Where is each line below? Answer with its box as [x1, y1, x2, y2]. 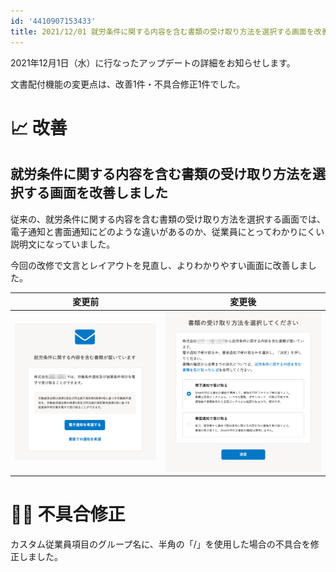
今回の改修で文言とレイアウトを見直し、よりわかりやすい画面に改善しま [10, 259, 308, 271]
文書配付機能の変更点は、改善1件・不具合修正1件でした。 [10, 78, 246, 90]
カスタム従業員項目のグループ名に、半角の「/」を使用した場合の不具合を [10, 538, 311, 550]
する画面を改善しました [23, 185, 168, 202]
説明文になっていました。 [10, 238, 116, 250]
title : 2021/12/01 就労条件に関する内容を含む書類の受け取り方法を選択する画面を [10, 26, 315, 37]
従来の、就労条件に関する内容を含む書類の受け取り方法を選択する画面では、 [10, 213, 326, 225]
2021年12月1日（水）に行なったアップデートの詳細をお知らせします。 [10, 56, 296, 69]
